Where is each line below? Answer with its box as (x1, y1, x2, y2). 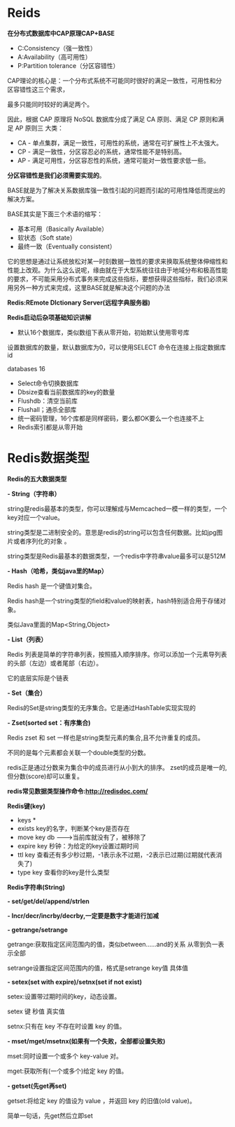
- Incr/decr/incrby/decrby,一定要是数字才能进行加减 (7, 911, 159, 920)
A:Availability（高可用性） (17, 53, 92, 61)
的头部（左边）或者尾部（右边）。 (7, 658, 103, 667)
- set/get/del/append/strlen (7, 897, 90, 905)
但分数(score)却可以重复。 (7, 772, 84, 780)
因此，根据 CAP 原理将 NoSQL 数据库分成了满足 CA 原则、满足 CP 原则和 (7, 114, 218, 124)
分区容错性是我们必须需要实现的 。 (7, 171, 106, 180)
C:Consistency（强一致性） (17, 44, 97, 52)
